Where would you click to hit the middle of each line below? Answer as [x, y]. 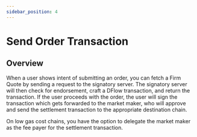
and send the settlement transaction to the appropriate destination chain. [97, 109]
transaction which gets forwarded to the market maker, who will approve [96, 103]
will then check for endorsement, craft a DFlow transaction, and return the [98, 90]
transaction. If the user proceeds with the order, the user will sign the [92, 97]
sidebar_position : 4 [32, 12]
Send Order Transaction [67, 41]
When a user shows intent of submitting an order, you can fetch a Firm [94, 78]
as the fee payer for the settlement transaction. [65, 127]
